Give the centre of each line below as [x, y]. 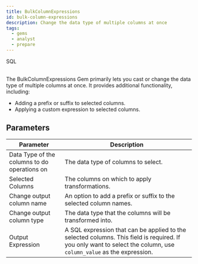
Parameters [28, 128]
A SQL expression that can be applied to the [126, 230]
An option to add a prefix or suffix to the [120, 195]
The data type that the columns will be [118, 213]
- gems [19, 34]
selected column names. [98, 203]
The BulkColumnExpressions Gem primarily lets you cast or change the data [99, 79]
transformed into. [89, 220]
